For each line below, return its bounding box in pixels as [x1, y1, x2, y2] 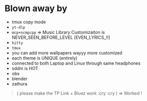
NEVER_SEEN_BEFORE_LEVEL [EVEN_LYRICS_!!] [11, 34, 110, 40]
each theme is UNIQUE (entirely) [11, 55, 78, 61]
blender [11, 76, 28, 82]
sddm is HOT [11, 65, 38, 71]
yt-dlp [11, 25, 25, 30]
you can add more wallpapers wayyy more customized [11, 50, 122, 56]
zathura [11, 81, 27, 86]
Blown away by [4, 3, 68, 14]
